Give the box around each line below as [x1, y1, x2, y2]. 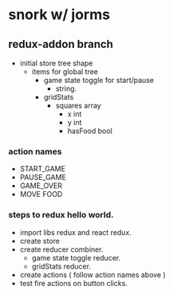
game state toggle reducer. [31, 253, 121, 262]
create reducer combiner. [19, 245, 104, 254]
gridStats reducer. [31, 261, 92, 271]
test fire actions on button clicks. [19, 278, 128, 288]
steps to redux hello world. [8, 210, 114, 221]
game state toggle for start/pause [43, 76, 154, 84]
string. [55, 84, 77, 93]
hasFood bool [67, 126, 113, 135]
